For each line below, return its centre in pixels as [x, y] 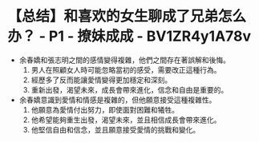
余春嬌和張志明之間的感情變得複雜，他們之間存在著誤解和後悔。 [124, 60]
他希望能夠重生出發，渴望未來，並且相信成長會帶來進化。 [126, 120]
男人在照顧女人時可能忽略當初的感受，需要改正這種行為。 [126, 69]
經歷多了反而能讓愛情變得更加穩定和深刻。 [101, 80]
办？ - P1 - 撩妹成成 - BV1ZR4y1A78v [129, 36]
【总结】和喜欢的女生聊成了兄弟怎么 [127, 16]
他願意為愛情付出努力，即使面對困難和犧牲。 [105, 109]
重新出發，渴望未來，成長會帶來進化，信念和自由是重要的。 [129, 89]
